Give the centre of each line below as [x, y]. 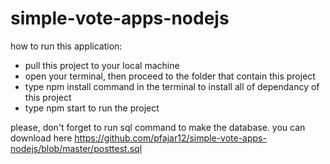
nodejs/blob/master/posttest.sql [76, 148]
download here [41, 138]
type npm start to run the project [92, 108]
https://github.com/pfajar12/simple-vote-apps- [170, 138]
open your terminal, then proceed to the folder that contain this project [170, 76]
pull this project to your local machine [102, 65]
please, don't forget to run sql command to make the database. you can [158, 127]
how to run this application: [66, 46]
